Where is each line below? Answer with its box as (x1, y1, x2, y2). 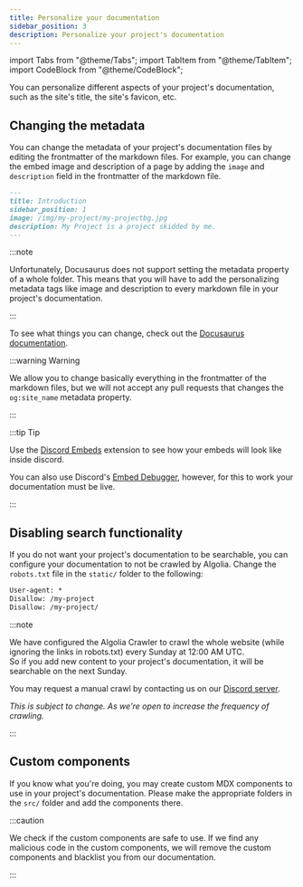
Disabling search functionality (9, 525, 184, 540)
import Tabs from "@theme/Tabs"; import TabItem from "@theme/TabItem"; (9, 55, 292, 66)
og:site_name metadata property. (9, 392, 133, 403)
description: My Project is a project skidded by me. (9, 222, 217, 231)
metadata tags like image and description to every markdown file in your (9, 283, 279, 294)
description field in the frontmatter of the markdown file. (9, 171, 222, 182)
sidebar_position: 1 (9, 205, 88, 214)
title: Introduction (9, 196, 88, 206)
